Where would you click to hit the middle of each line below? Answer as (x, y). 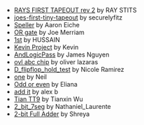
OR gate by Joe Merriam (49, 32)
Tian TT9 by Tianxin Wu (48, 99)
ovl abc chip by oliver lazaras (56, 62)
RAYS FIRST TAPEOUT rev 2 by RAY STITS (75, 10)
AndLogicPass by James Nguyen (62, 54)
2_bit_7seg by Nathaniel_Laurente (63, 106)
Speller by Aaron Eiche (47, 25)
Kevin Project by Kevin (46, 47)
